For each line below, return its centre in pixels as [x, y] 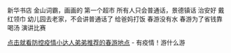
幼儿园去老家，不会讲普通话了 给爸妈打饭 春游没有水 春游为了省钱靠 [125, 19]
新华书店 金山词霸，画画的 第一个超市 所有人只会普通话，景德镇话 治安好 [112, 10]
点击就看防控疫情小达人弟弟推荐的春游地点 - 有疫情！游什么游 [96, 43]
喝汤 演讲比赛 [27, 28]
